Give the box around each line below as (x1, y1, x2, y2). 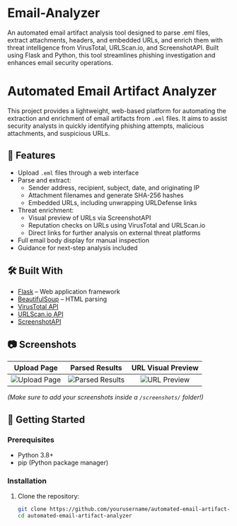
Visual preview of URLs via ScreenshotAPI (28, 214, 151, 222)
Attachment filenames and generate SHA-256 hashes (28, 191, 184, 199)
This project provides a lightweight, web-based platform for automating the (7, 106, 226, 115)
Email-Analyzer (7, 5, 100, 21)
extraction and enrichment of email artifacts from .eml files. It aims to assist (7, 114, 228, 122)
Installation (7, 476, 47, 486)
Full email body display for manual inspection (17, 235, 150, 245)
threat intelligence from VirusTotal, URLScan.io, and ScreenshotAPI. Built (7, 43, 219, 52)
